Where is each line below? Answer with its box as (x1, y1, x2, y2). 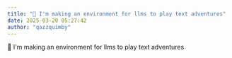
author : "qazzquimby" (7, 23, 71, 30)
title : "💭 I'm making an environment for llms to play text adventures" (7, 10, 226, 18)
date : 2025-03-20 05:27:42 (7, 17, 87, 24)
